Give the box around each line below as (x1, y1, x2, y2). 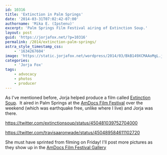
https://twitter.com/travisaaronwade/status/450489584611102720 (5, 129, 140, 135)
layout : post (5, 30, 32, 35)
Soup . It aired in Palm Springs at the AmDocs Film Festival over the (5, 100, 143, 105)
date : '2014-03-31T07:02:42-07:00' (5, 16, 79, 21)
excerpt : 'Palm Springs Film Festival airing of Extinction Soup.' (5, 26, 148, 31)
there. (5, 110, 17, 116)
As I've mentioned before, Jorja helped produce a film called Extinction (5, 95, 151, 101)
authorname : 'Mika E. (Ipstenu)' (5, 21, 75, 26)
